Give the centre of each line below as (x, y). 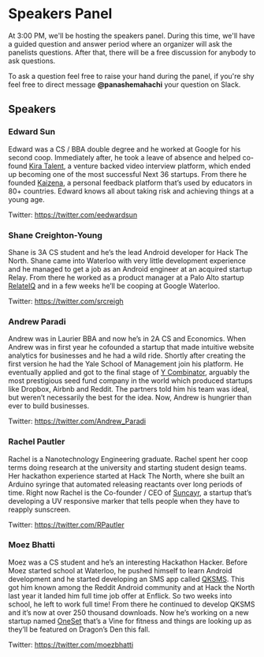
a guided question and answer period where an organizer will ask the (120, 43)
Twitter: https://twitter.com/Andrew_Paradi (77, 421)
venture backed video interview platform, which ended (162, 166)
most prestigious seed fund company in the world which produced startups (130, 381)
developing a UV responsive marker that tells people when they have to (124, 501)
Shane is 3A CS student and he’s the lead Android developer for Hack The (128, 252)
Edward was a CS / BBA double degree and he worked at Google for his (125, 149)
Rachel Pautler (37, 441)
